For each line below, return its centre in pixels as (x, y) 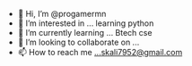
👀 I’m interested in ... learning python (86, 23)
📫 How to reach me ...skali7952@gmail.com (100, 52)
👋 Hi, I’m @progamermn (62, 14)
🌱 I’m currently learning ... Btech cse (85, 33)
